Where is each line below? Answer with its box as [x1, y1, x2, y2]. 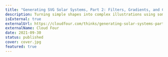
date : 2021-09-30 [5, 30, 41, 35]
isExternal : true [5, 16, 41, 21]
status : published [5, 35, 43, 40]
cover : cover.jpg [5, 40, 41, 45]
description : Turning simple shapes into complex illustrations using [5, 12, 155, 17]
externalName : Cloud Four [5, 26, 59, 31]
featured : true [5, 44, 37, 49]
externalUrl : [5, 21, 32, 26]
